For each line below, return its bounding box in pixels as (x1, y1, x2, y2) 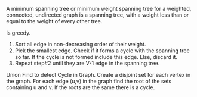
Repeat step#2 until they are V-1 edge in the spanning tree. (14, 60, 160, 67)
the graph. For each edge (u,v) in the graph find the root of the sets (6, 77, 172, 85)
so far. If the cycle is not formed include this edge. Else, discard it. (14, 54, 178, 60)
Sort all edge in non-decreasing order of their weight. (14, 41, 146, 48)
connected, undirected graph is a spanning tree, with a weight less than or (6, 11, 189, 18)
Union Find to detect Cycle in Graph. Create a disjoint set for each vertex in (6, 71, 191, 78)
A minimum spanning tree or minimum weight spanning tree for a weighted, (6, 5, 192, 12)
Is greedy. (6, 29, 31, 36)
